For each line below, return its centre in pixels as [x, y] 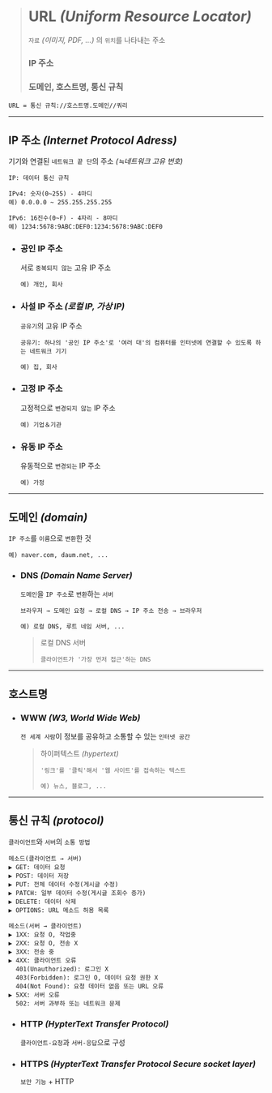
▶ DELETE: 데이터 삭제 [42, 902]
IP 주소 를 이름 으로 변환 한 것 [50, 538]
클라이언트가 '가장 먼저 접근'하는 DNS [96, 660]
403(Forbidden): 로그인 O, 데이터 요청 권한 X [87, 977]
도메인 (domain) [48, 517]
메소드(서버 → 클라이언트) [45, 926]
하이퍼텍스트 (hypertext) [79, 753]
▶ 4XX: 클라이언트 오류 [42, 960]
